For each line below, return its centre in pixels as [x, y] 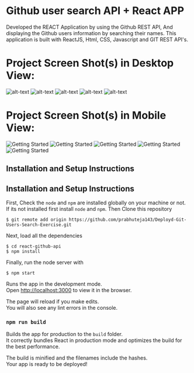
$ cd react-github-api [34, 247]
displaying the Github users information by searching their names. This [91, 33]
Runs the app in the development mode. [54, 284]
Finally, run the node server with [45, 262]
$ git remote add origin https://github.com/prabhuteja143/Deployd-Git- [96, 220]
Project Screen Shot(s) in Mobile [86, 116]
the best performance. [33, 347]
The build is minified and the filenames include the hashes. [77, 358]
